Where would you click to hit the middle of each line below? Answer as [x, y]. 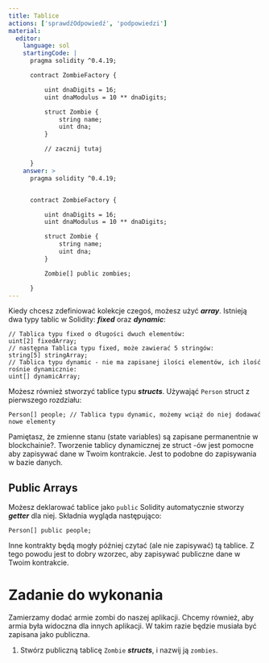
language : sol [46, 46]
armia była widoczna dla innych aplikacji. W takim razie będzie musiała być [133, 626]
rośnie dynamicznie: [43, 370]
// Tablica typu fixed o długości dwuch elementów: [97, 334]
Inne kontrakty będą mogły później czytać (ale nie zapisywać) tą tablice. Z [132, 545]
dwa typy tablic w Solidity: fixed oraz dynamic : [87, 320]
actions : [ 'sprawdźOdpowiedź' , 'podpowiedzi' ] [88, 23]
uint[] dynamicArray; [45, 377]
